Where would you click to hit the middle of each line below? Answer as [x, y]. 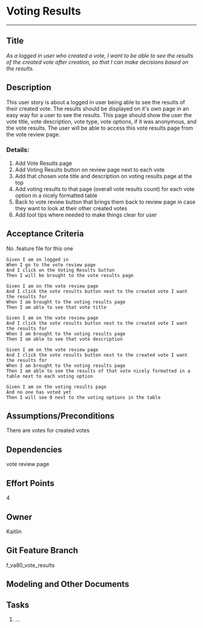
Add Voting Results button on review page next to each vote [90, 169]
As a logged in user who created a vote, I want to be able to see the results [100, 55]
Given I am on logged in [37, 259]
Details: [18, 150]
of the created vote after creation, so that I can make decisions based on [98, 62]
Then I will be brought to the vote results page [70, 275]
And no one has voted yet [39, 392]
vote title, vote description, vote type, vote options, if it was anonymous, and [101, 121]
